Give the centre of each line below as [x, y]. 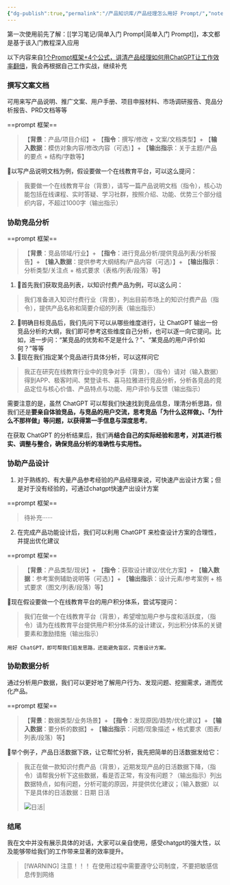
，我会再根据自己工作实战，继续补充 [76, 65]
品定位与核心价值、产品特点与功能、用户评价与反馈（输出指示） [114, 389]
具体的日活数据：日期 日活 [73, 792]
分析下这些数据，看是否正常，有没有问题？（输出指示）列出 [138, 775]
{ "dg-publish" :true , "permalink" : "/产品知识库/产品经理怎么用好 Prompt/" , [108, 13]
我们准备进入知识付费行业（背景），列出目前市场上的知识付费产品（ [118, 300]
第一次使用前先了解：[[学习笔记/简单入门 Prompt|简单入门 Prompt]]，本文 [111, 34]
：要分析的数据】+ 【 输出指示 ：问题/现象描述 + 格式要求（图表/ [132, 728]
